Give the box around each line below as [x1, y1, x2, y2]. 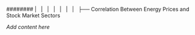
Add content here [6, 24, 50, 30]
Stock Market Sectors [6, 12, 61, 19]
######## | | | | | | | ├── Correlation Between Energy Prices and [6, 6, 190, 12]
